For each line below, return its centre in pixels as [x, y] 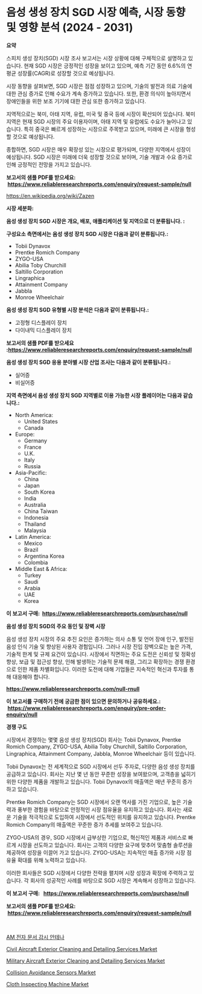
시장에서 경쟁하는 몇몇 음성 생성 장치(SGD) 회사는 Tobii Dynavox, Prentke [94, 739]
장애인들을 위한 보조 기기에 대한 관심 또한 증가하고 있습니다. [76, 101]
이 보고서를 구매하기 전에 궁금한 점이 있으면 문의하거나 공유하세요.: [84, 701]
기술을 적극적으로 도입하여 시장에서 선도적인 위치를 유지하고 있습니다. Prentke [104, 817]
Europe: [25, 434]
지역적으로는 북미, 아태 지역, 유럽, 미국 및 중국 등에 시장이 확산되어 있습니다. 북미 [101, 114]
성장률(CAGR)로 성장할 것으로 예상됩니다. [66, 73]
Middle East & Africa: [41, 569]
